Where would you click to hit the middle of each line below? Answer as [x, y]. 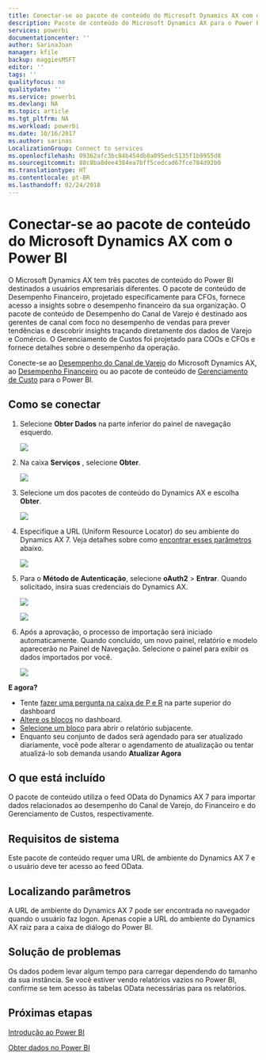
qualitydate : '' [35, 89]
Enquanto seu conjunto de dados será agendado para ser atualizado [131, 736]
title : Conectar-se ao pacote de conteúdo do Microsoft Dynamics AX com [131, 15]
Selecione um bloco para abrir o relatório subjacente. [106, 728]
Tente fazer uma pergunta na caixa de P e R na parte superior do [125, 702]
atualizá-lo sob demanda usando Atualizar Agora [101, 753]
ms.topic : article [38, 112]
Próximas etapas [50, 1013]
